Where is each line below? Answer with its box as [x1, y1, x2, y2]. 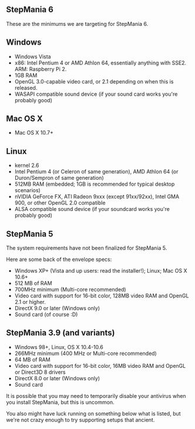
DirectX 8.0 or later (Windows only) [14, 374, 100, 381]
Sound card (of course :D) [14, 311, 78, 318]
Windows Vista [14, 53, 51, 60]
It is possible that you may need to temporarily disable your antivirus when [6, 392, 186, 399]
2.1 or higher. [14, 299, 46, 306]
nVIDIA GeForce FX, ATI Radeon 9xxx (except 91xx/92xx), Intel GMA [14, 193, 180, 200]
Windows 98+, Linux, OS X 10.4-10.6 [14, 343, 104, 350]
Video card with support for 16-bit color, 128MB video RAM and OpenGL [14, 292, 189, 299]
